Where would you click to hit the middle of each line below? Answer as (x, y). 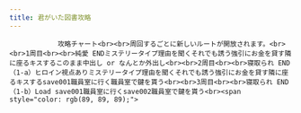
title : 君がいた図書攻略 (50, 17)
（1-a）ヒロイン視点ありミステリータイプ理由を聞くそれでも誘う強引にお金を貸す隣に (146, 73)
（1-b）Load (30, 91)
